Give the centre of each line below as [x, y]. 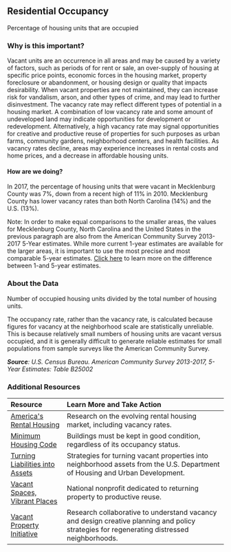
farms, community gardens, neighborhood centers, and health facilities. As [113, 141]
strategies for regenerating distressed [128, 529]
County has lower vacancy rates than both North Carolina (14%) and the [109, 201]
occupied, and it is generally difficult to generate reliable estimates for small [114, 341]
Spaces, [24, 492]
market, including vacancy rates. [119, 424]
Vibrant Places [34, 501]
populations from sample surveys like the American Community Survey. [108, 348]
